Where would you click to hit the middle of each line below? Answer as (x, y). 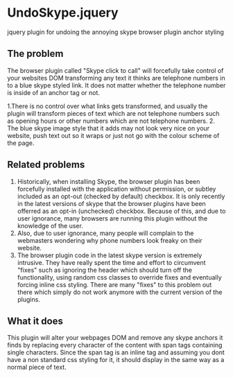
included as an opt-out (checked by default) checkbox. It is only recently (121, 196)
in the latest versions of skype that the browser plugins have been (111, 203)
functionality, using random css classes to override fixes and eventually (119, 277)
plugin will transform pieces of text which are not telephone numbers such (113, 113)
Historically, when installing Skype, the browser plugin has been (109, 181)
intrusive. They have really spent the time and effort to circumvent (111, 262)
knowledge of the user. (50, 225)
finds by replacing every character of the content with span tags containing (115, 345)
